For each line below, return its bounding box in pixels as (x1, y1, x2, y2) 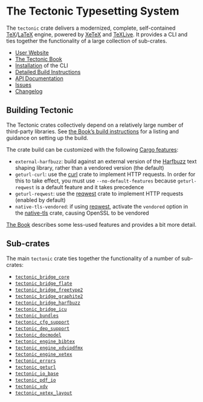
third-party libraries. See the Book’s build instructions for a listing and (6, 127, 179, 135)
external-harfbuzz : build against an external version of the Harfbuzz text (14, 158, 197, 165)
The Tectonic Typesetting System (6, 4, 179, 18)
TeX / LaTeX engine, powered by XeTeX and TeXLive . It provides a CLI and (6, 30, 188, 38)
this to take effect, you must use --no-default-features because (14, 177, 176, 184)
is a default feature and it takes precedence (35, 183, 144, 190)
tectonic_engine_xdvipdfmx (14, 344, 83, 351)
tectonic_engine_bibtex (14, 338, 76, 344)
